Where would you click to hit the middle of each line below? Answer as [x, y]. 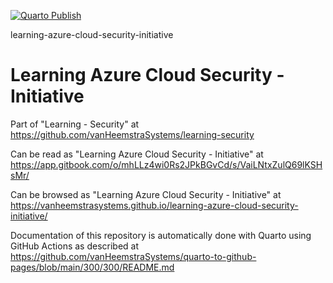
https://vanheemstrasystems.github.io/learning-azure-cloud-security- [154, 205]
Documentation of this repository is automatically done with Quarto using [161, 235]
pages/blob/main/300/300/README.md [92, 267]
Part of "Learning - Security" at [75, 124]
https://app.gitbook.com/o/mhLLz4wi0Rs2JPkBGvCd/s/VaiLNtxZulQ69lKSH [166, 164]
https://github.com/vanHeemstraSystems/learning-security [132, 134]
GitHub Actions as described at [75, 246]
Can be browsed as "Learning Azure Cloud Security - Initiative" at [146, 194]
